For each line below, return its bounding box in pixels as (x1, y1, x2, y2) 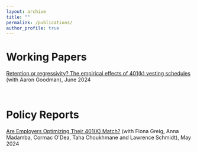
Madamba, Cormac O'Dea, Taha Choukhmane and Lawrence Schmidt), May (6, 134, 191, 141)
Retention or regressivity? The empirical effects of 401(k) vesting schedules (6, 70, 191, 77)
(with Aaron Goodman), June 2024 (6, 76, 91, 83)
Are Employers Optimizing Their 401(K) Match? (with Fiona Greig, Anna (6, 128, 179, 135)
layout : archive (6, 8, 46, 15)
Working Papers (6, 51, 87, 64)
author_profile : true (6, 25, 60, 31)
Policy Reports (6, 108, 79, 121)
